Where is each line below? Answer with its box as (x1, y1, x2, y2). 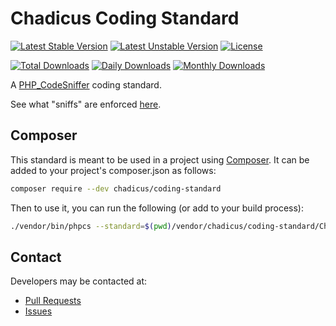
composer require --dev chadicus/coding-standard (10, 183, 222, 194)
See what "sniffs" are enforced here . (10, 98, 162, 110)
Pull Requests (24, 295, 82, 307)
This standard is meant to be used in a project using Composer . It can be (10, 153, 310, 166)
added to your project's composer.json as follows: (10, 164, 217, 176)
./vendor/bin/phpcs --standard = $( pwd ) (10, 221, 172, 231)
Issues (24, 305, 53, 317)
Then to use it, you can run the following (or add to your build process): (10, 202, 304, 214)
